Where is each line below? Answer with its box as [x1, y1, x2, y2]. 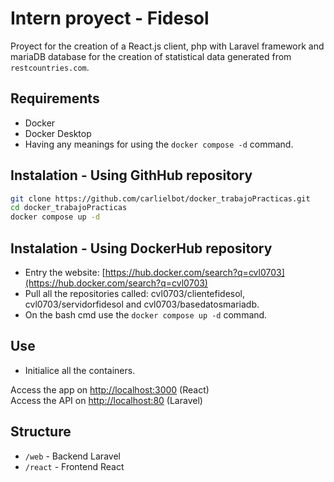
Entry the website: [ [24, 267, 106, 278]
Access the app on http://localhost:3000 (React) [10, 383, 210, 396]
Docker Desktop [24, 127, 92, 139]
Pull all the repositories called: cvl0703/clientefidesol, [24, 288, 245, 299]
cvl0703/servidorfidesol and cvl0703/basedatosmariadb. [24, 298, 260, 310]
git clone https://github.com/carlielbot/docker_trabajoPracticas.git [10, 193, 311, 204]
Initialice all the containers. [24, 364, 136, 376]
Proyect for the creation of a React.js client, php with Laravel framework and [10, 40, 325, 52]
